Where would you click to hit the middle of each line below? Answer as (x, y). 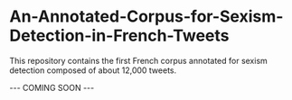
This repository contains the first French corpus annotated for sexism (139, 60)
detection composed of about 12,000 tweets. (93, 70)
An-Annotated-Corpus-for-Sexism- (146, 17)
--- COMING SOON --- (52, 87)
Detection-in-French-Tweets (119, 36)
